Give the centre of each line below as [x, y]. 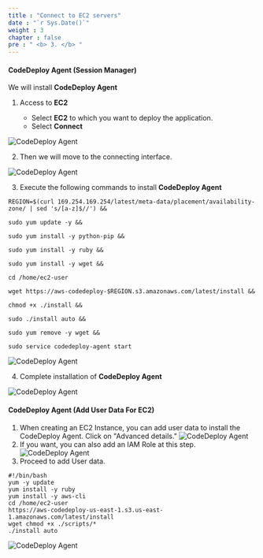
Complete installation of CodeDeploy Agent [91, 377]
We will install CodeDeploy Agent [63, 87]
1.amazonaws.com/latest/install [61, 517]
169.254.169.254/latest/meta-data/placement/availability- [157, 202]
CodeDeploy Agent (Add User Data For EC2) [81, 410]
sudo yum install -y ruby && [56, 250]
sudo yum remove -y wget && [54, 333]
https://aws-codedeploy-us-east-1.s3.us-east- [86, 510]
